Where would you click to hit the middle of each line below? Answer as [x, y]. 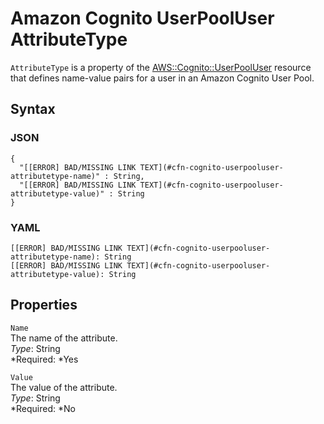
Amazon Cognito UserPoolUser [142, 18]
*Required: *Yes [44, 359]
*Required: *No [43, 408]
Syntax [33, 109]
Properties [44, 305]
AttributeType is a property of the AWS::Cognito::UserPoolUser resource [161, 67]
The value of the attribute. [64, 387]
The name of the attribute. [64, 338]
